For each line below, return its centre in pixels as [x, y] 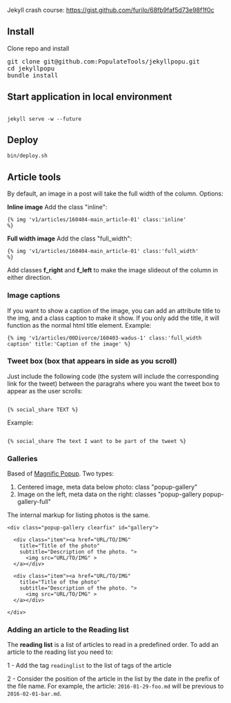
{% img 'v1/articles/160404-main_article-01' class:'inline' [97, 220]
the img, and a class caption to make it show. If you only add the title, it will [113, 318]
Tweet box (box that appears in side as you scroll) [92, 361]
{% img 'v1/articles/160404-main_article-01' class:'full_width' [103, 252]
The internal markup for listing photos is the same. [79, 515]
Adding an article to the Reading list [68, 630]
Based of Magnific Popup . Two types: [61, 474]
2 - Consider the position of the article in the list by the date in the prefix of [113, 679]
